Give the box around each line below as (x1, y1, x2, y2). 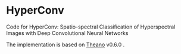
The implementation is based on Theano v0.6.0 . (6, 41, 125, 48)
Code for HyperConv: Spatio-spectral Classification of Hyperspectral (6, 23, 176, 30)
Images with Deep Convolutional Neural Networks (6, 29, 129, 36)
